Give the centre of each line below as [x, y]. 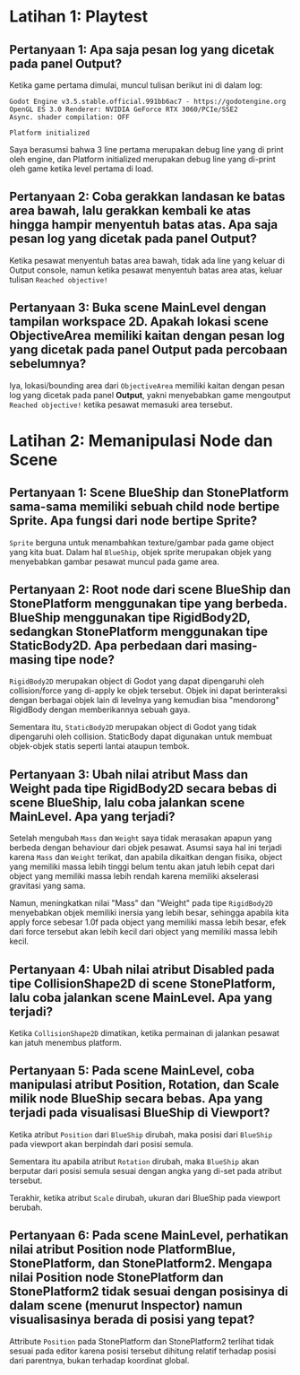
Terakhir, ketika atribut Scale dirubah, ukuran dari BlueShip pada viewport [145, 1197]
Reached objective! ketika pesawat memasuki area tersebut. [121, 405]
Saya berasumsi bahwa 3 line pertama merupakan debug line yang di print [146, 149]
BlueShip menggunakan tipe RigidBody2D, [130, 618]
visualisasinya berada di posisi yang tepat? [132, 1320]
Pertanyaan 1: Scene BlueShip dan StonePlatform [149, 493]
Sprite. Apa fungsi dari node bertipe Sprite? [133, 521]
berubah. [26, 1207]
